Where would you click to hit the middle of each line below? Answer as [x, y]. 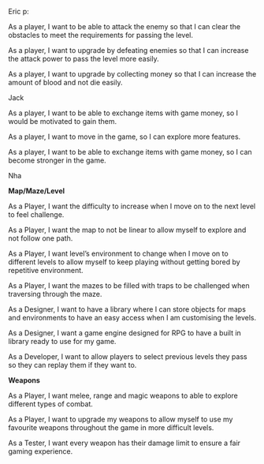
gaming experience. [41, 451]
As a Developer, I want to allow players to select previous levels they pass [128, 357]
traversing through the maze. [55, 294]
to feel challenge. [36, 215]
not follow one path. [41, 238]
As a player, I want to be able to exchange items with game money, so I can [130, 152]
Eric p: [19, 11]
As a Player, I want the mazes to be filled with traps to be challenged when [129, 286]
